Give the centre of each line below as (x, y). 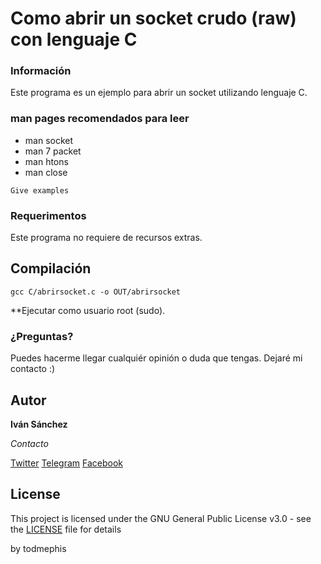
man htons (46, 161)
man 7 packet (53, 151)
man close (46, 172)
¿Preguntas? (42, 336)
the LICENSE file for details (66, 529)
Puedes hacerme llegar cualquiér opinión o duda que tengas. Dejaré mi (156, 358)
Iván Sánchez (39, 424)
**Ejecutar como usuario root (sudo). (88, 310)
